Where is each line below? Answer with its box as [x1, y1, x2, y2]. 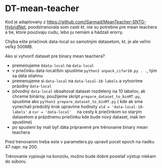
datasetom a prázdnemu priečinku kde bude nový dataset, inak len [12, 114, 146, 120]
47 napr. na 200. [5, 144, 38, 150]
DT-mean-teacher [5, 3, 80, 14]
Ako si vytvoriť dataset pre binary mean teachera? [5, 53, 105, 59]
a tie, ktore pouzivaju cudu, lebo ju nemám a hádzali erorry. [5, 29, 124, 35]
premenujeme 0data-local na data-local [12, 62, 94, 68]
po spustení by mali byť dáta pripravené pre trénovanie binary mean [12, 124, 148, 130]
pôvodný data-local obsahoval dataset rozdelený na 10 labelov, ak [12, 88, 146, 94]
